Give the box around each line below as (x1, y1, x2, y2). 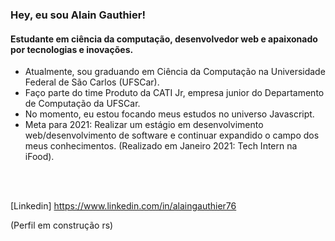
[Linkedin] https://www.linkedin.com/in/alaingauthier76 (10, 200, 237, 212)
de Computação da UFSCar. (24, 98, 141, 110)
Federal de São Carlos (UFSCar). (24, 76, 160, 88)
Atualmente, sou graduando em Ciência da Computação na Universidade (24, 66, 326, 78)
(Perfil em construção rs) (10, 219, 114, 232)
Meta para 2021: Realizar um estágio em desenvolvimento (24, 119, 264, 131)
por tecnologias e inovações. (10, 43, 134, 55)
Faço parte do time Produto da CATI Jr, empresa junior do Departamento (24, 87, 325, 99)
